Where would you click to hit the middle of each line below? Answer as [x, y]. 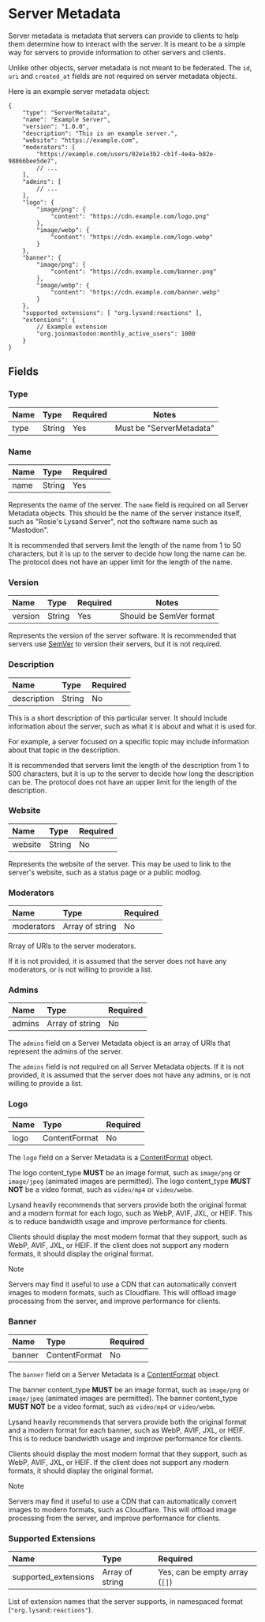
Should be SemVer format [167, 616]
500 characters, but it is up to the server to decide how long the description [131, 774]
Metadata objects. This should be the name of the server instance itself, [125, 513]
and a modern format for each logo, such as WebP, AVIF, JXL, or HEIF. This [130, 1213]
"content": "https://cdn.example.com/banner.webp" [135, 292]
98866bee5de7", [33, 161]
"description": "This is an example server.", [100, 133]
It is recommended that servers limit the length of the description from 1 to [129, 765]
